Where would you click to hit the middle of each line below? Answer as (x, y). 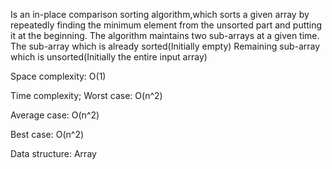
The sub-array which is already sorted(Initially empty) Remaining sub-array (165, 46)
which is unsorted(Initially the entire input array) (109, 57)
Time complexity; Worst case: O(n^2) (86, 95)
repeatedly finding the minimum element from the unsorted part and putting (166, 25)
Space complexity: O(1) (58, 76)
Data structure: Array (53, 153)
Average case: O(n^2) (55, 115)
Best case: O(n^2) (47, 134)
